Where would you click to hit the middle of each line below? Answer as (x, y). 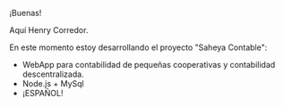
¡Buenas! (26, 13)
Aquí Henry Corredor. (49, 30)
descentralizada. (53, 74)
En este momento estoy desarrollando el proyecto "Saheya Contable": (138, 47)
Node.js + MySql (53, 83)
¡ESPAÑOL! (43, 93)
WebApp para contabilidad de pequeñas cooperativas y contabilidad (149, 65)
